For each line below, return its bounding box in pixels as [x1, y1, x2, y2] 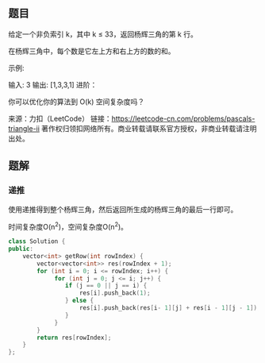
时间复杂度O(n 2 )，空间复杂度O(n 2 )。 [8, 220, 129, 231]
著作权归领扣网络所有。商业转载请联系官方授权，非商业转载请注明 [40, 123, 257, 133]
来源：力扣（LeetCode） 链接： [8, 114, 113, 123]
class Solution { [8, 237, 66, 245]
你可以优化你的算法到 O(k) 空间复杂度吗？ [8, 97, 145, 106]
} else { [64, 296, 94, 305]
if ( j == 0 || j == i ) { [64, 282, 148, 290]
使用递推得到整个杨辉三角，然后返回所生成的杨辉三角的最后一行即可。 [8, 204, 238, 214]
